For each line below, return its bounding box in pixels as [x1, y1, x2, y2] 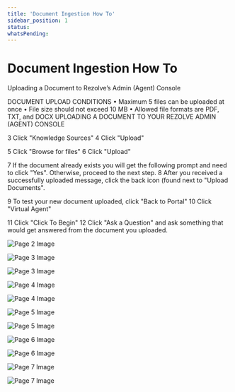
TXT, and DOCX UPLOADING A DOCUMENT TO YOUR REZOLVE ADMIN [7, 112, 217, 121]
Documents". [7, 184, 45, 192]
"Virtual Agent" [7, 205, 52, 213]
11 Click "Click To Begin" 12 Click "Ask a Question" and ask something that [7, 218, 224, 227]
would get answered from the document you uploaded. [7, 226, 168, 234]
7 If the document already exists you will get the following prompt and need [7, 161, 227, 170]
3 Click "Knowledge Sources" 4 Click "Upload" [7, 133, 144, 142]
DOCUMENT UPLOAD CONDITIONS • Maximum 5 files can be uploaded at [7, 97, 225, 106]
